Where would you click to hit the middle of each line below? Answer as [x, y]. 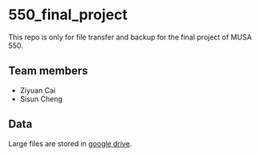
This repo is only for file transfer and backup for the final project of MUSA [130, 37]
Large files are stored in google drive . [70, 143]
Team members [48, 71]
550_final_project [68, 15]
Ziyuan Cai [38, 90]
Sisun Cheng [41, 99]
